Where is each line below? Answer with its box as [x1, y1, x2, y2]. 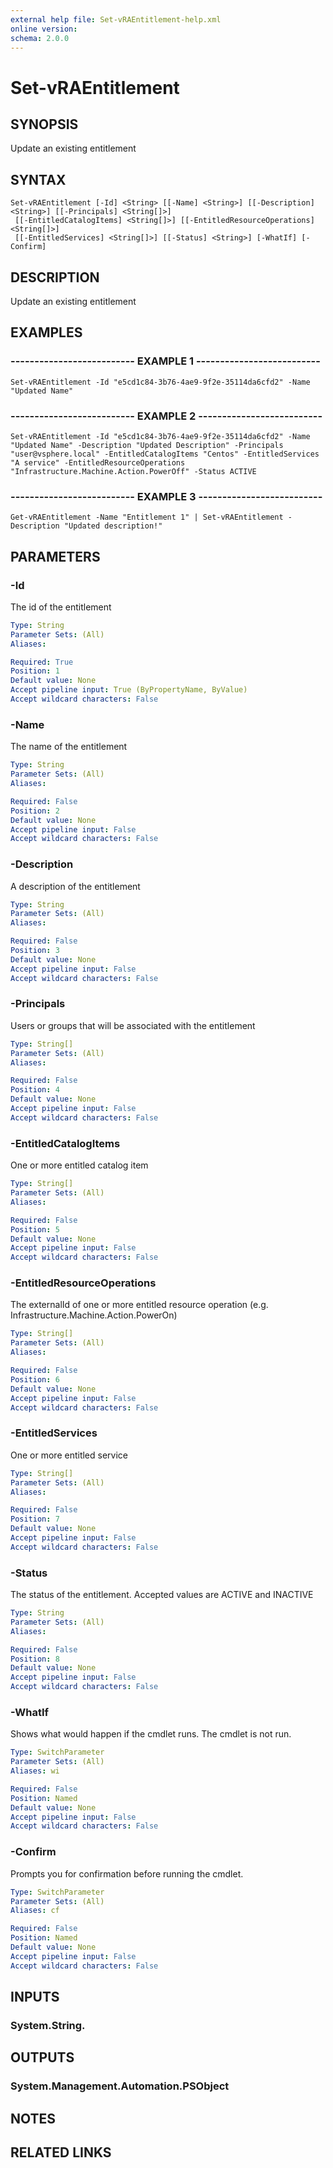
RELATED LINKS [10, 2144, 112, 2161]
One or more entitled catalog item [10, 1159, 149, 1171]
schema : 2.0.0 [10, 33, 70, 43]
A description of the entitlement [10, 880, 141, 892]
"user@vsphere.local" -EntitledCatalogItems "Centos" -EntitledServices [10, 449, 320, 459]
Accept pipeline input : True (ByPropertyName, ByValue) [10, 685, 248, 695]
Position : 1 [10, 666, 60, 676]
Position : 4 [10, 1085, 60, 1095]
